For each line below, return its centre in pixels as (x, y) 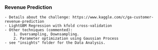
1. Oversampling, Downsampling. (46, 34)
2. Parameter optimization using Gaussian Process (66, 39)
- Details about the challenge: (37, 17)
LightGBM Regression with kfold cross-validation (60, 26)
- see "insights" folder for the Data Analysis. (55, 43)
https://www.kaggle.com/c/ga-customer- (113, 17)
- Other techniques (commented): (39, 30)
